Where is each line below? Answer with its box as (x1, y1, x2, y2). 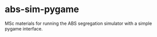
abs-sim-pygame (5, 4, 80, 15)
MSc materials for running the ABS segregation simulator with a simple (5, 20, 152, 26)
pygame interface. (5, 25, 43, 31)
